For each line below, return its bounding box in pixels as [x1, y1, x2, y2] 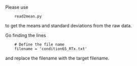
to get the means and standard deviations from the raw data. [5, 22, 132, 28]
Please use [5, 4, 28, 10]
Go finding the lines [5, 32, 46, 38]
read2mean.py [14, 14, 42, 19]
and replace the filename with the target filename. [5, 55, 110, 61]
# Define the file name [14, 42, 65, 47]
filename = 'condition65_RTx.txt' [14, 46, 87, 51]
